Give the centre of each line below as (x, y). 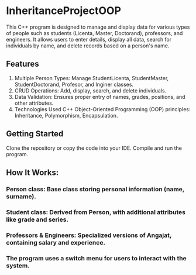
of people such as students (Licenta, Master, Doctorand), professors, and (94, 33)
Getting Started (35, 134)
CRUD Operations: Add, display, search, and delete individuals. (90, 90)
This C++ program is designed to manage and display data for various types (98, 27)
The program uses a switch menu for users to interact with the (97, 258)
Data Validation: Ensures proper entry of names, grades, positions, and (100, 97)
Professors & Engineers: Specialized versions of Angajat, (89, 235)
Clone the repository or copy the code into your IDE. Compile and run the (94, 148)
